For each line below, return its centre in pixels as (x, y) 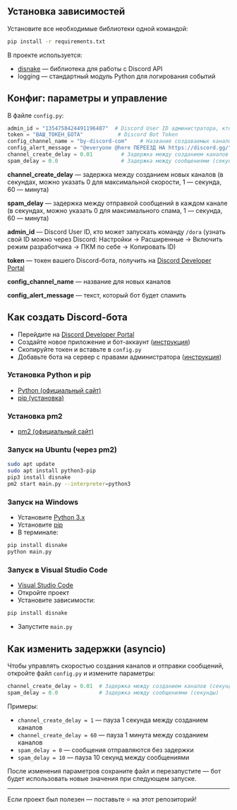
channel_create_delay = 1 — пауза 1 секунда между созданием (113, 720)
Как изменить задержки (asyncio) (87, 649)
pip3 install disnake (39, 478)
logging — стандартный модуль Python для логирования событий (116, 76)
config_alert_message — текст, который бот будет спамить (97, 295)
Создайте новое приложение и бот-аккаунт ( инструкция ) (104, 342)
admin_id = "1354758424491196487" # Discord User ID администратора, (113, 128)
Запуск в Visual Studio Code (57, 570)
